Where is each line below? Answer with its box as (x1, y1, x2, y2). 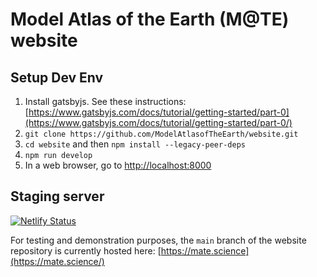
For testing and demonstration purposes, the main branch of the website (10, 234, 307, 246)
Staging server (10, 188, 105, 205)
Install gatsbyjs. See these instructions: (24, 96, 187, 107)
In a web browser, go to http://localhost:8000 (24, 159, 212, 171)
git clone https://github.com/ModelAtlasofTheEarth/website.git (24, 129, 299, 139)
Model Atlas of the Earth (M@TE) (10, 8, 290, 31)
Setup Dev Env (10, 69, 104, 86)
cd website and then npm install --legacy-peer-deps (24, 138, 246, 150)
